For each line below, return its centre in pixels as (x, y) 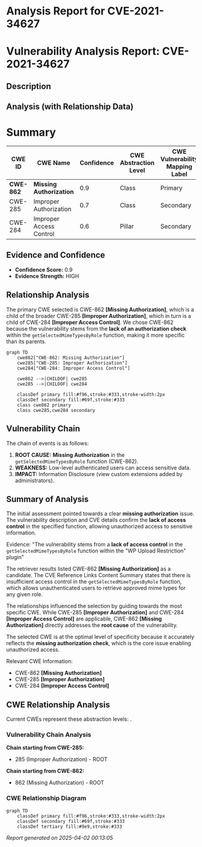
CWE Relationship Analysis (58, 705)
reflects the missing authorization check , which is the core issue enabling (99, 643)
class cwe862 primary (44, 405)
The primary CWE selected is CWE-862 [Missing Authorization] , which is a (100, 309)
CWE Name (54, 163)
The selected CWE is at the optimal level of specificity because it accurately (100, 637)
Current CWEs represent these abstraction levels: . (69, 719)
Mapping (179, 167)
